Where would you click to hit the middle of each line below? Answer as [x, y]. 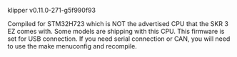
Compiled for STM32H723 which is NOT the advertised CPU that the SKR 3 [118, 24]
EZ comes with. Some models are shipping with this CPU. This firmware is [116, 31]
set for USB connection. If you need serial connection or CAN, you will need [119, 39]
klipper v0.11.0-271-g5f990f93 [52, 10]
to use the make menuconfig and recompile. [72, 46]
